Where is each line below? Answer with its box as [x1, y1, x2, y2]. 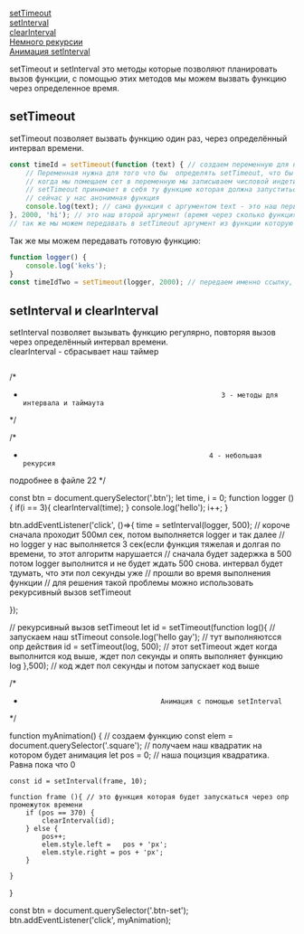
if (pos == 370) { [25, 808, 95, 817]
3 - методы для [221, 391, 279, 401]
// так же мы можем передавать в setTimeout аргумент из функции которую [9, 219, 294, 228]
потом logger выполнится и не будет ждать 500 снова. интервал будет [9, 558, 283, 569]
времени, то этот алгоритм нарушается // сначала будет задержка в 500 [9, 549, 292, 560]
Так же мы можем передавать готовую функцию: [9, 235, 202, 246]
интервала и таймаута [22, 399, 104, 408]
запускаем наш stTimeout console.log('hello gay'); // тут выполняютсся [9, 632, 282, 643]
